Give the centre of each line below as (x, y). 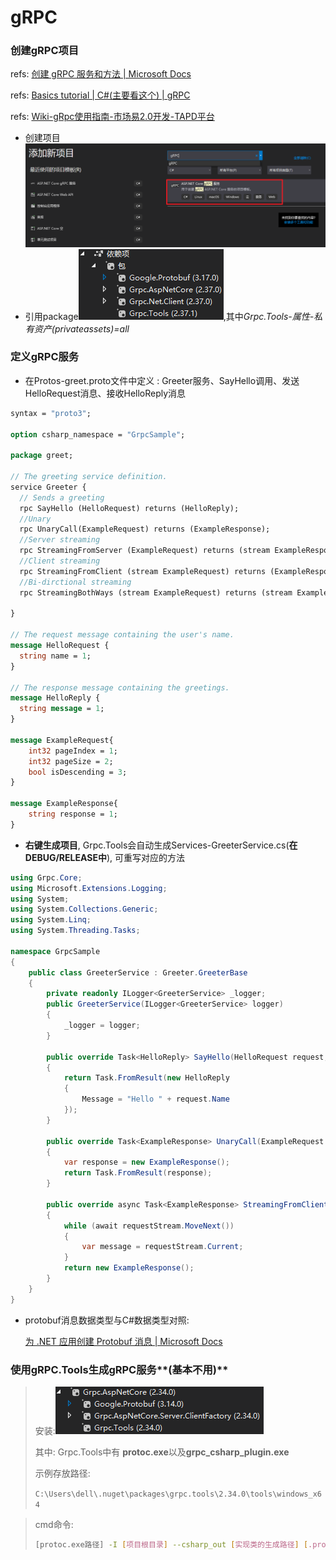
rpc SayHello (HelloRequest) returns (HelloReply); (129, 508)
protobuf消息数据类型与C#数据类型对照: (107, 1320)
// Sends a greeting (62, 497)
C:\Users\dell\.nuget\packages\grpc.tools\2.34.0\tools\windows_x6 (178, 1494)
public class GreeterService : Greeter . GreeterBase (138, 972)
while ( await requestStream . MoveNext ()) (149, 1226)
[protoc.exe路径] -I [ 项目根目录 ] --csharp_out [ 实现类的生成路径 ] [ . (173, 1545)
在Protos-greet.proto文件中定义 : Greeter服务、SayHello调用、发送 (162, 380)
